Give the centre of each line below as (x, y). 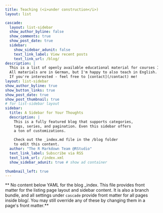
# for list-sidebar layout (32, 104)
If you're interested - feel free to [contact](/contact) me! (73, 77)
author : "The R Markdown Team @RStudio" (51, 149)
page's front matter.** (27, 206)
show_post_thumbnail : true (32, 99)
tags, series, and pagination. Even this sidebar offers (73, 126)
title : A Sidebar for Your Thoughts (46, 113)
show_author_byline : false (37, 32)
